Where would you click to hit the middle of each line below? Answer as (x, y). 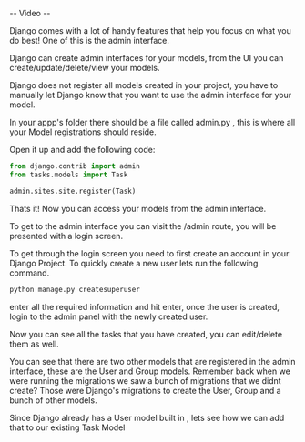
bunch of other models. (53, 400)
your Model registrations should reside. (83, 132)
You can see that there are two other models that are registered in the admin (152, 361)
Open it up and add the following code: (82, 150)
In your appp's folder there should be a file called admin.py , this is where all (152, 122)
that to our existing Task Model (67, 427)
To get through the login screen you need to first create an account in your (149, 253)
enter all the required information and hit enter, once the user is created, (145, 306)
